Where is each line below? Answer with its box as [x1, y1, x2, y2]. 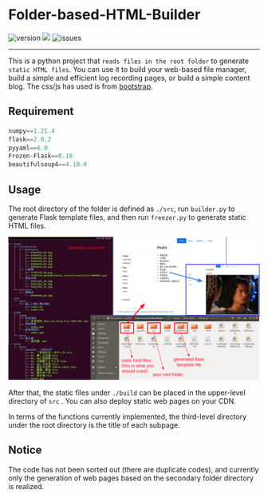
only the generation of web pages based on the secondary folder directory [8, 473, 254, 483]
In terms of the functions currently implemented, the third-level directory [8, 412, 247, 421]
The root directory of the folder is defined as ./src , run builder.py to [8, 204, 235, 213]
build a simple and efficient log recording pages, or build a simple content [8, 73, 250, 82]
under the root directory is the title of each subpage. [8, 420, 181, 429]
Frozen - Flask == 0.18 [8, 152, 73, 161]
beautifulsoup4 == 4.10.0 [8, 161, 88, 169]
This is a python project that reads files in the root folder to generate [8, 56, 250, 66]
